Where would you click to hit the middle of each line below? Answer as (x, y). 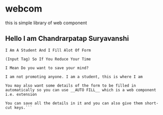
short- (151, 103)
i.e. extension (21, 94)
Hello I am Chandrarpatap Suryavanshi (67, 39)
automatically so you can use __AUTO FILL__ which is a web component (81, 90)
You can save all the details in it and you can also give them (74, 103)
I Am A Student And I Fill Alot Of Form (48, 50)
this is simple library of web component (46, 23)
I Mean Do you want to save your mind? (47, 68)
